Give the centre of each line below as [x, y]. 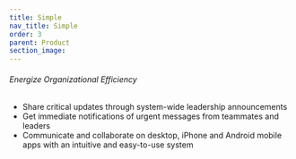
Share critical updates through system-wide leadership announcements [155, 107]
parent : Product [39, 42]
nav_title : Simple [44, 26]
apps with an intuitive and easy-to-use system [108, 145]
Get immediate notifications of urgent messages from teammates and [151, 116]
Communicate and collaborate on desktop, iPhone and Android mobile [152, 136]
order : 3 [26, 34]
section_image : [38, 51]
